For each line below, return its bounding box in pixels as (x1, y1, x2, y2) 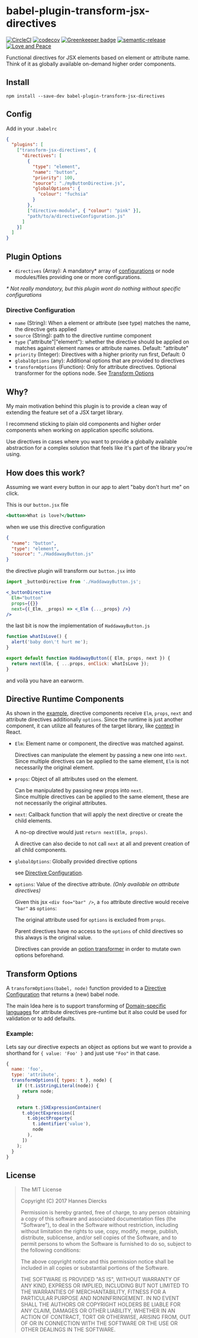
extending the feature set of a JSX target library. (6, 409, 124, 416)
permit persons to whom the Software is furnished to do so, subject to (20, 1240, 192, 1248)
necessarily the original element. (14, 764, 95, 771)
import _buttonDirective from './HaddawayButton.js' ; (6, 579, 142, 585)
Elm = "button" (11, 595, 44, 601)
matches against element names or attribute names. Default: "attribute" (14, 345, 189, 352)
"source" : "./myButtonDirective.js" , (32, 180, 126, 186)
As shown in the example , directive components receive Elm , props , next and (6, 710, 192, 717)
